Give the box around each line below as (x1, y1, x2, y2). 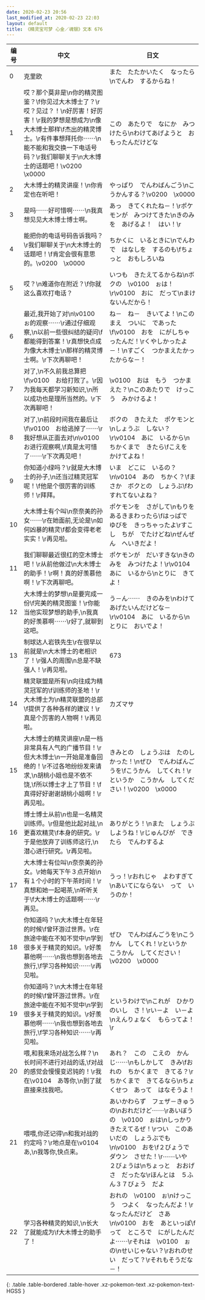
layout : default (6, 20, 48, 26)
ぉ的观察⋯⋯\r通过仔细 (23, 319, 90, 328)
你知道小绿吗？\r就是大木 (23, 464, 96, 472)
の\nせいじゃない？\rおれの (109, 1247, 187, 1255)
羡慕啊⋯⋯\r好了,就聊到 (35, 617, 104, 626)
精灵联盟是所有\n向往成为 (23, 677, 97, 686)
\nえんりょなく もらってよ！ (109, 1015, 195, 1024)
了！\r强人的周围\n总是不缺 (23, 656, 102, 665)
